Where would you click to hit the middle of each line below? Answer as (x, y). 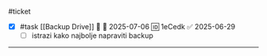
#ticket (19, 11)
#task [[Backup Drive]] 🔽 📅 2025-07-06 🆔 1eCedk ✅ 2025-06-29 (128, 26)
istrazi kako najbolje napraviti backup (92, 35)
